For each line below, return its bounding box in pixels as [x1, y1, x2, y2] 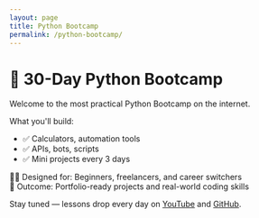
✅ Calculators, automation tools [22, 133, 141, 144]
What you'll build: [9, 116, 74, 127]
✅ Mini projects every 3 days [22, 154, 131, 165]
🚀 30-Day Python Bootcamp [9, 68, 224, 89]
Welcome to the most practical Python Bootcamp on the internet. [9, 98, 251, 109]
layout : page [9, 13, 59, 23]
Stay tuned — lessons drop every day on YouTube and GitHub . [9, 199, 242, 210]
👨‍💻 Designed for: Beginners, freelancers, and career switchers [9, 172, 242, 183]
